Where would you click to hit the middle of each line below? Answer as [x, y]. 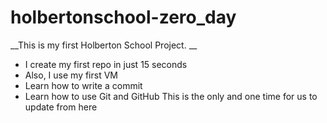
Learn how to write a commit [83, 85]
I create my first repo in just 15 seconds [106, 64]
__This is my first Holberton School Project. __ [104, 45]
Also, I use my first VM [71, 75]
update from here [61, 107]
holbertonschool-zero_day [123, 17]
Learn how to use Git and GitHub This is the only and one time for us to [171, 96]
